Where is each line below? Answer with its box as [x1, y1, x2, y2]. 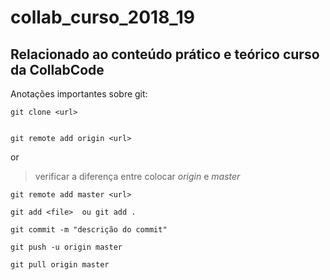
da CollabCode [10, 61, 105, 78]
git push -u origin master [10, 242, 123, 252]
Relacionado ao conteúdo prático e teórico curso [10, 46, 320, 63]
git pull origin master [10, 260, 110, 270]
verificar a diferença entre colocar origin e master [34, 171, 241, 182]
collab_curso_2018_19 [10, 6, 195, 29]
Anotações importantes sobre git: [10, 88, 148, 100]
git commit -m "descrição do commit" [10, 225, 168, 235]
